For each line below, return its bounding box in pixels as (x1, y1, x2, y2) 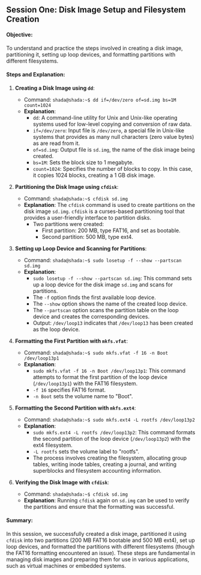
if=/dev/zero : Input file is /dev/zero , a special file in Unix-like (32, 126, 185, 134)
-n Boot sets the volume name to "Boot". (32, 392, 133, 399)
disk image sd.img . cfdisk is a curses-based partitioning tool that (23, 208, 185, 215)
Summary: (6, 517, 33, 524)
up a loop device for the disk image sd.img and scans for (32, 281, 173, 288)
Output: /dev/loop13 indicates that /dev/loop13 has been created (32, 319, 193, 327)
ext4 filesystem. (32, 441, 73, 449)
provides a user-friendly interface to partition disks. (23, 214, 152, 221)
